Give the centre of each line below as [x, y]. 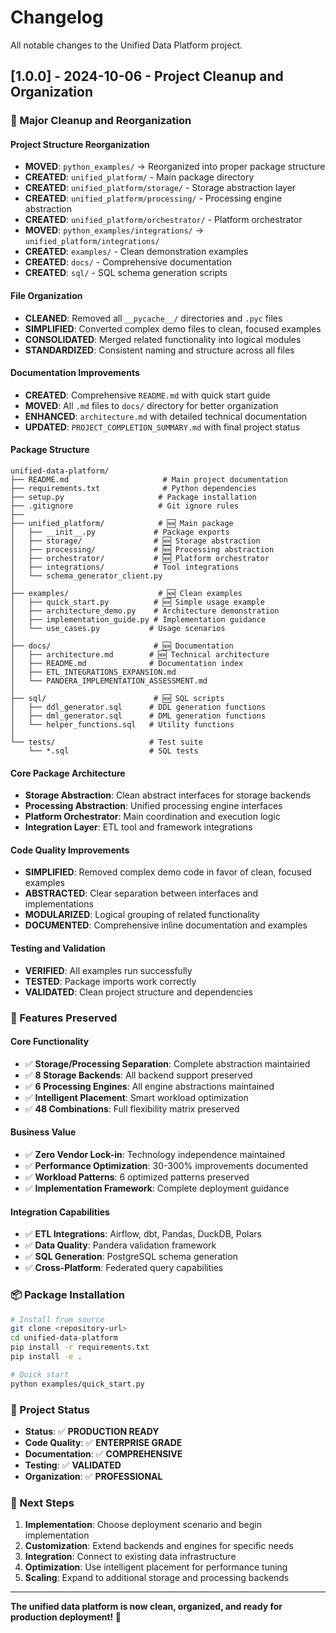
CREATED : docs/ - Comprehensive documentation [128, 262]
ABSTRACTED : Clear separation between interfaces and [141, 893]
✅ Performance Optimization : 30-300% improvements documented [166, 1165]
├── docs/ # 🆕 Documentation [122, 646]
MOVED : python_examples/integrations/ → [114, 230]
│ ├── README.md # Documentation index [127, 664]
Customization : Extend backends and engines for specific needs [159, 1546]
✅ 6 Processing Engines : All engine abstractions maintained [149, 1086]
